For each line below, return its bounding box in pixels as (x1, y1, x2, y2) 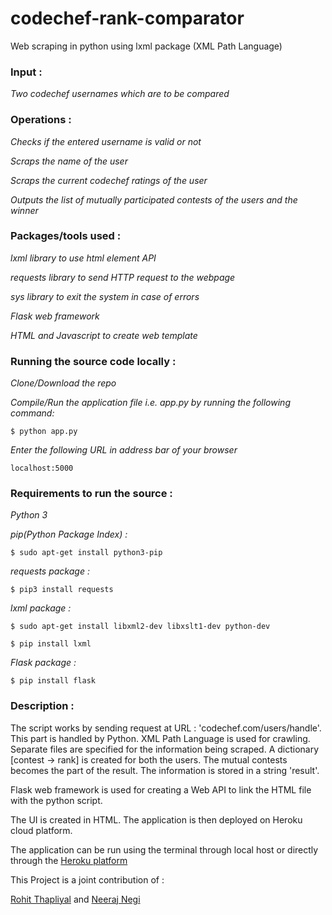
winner (10, 204, 39, 216)
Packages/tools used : (10, 229, 122, 243)
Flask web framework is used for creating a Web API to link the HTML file (10, 783, 312, 796)
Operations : (10, 113, 72, 127)
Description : (10, 699, 75, 713)
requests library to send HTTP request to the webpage (10, 271, 236, 283)
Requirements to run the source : (10, 487, 173, 501)
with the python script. (10, 794, 103, 806)
